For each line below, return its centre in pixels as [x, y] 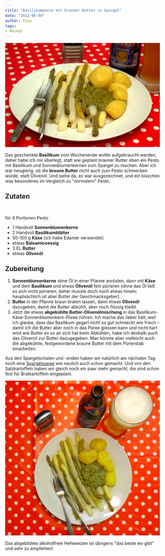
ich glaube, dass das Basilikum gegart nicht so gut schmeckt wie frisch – [86, 322]
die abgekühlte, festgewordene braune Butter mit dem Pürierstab [78, 343]
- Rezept [14, 31]
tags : [11, 26]
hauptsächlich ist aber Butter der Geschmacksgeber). [66, 296]
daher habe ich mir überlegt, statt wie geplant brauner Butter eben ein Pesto [82, 160]
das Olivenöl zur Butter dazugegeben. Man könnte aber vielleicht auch [83, 338]
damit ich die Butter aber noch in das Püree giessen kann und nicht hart [85, 328]
